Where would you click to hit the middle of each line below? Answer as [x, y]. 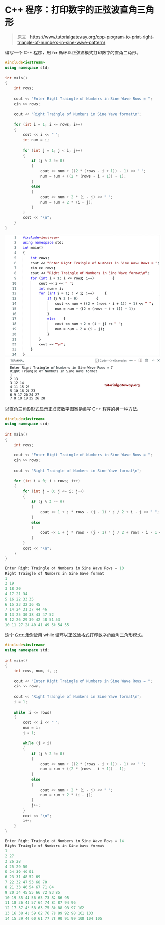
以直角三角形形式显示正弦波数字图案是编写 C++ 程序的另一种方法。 [73, 409]
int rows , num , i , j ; [36, 671]
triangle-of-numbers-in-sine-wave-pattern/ [61, 42]
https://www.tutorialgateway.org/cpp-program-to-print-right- [92, 37]
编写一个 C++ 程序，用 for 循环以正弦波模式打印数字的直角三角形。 [73, 53]
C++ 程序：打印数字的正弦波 [63, 10]
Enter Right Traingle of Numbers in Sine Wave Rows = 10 [65, 568]
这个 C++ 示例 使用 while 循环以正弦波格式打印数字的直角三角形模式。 [75, 635]
